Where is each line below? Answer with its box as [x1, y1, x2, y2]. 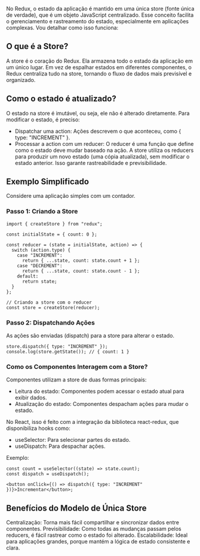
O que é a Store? [6, 41, 69, 51]
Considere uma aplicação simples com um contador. [6, 193, 136, 200]
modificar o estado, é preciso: [6, 116, 80, 123]
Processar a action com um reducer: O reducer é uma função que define [14, 140, 194, 147]
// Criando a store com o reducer [6, 299, 93, 306]
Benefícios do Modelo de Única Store [6, 503, 147, 513]
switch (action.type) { [11, 247, 70, 253]
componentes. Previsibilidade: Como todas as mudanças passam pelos [6, 526, 181, 533]
